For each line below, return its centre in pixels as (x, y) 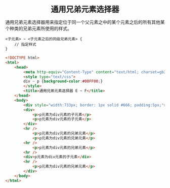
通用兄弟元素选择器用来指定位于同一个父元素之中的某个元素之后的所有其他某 (85, 22)
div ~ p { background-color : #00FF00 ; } (63, 81)
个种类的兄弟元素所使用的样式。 (38, 28)
